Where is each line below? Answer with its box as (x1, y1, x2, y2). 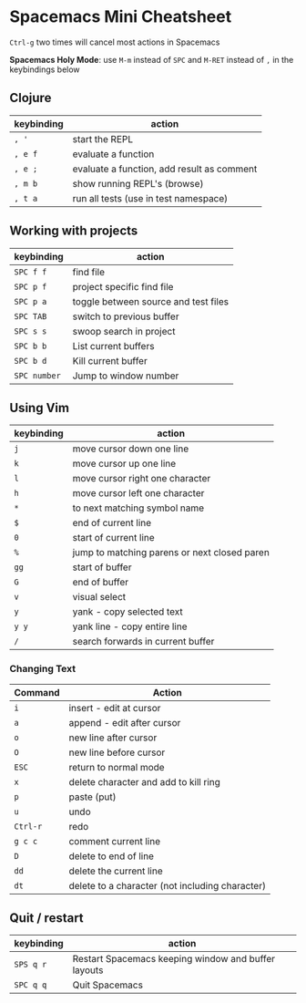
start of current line (72, 532, 155, 544)
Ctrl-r (14, 821, 43, 832)
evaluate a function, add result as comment (72, 162, 258, 175)
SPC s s (14, 326, 47, 336)
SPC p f (14, 281, 47, 292)
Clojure (9, 90, 52, 106)
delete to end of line (68, 850, 155, 863)
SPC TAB (14, 311, 47, 321)
